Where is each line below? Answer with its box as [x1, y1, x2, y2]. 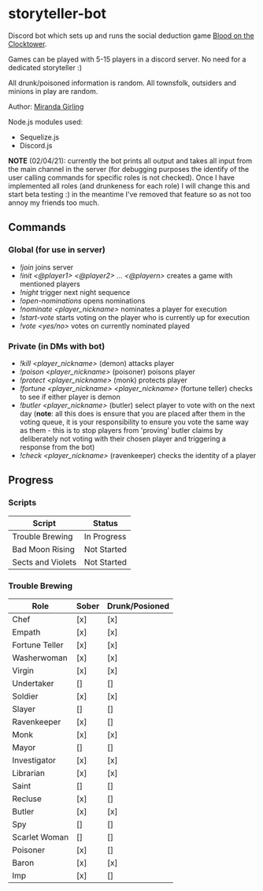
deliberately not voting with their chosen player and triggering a [19, 434, 227, 443]
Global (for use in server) [8, 244, 106, 255]
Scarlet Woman [12, 831, 69, 842]
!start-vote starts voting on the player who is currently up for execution [19, 312, 250, 322]
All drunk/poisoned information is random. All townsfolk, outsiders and [8, 78, 237, 88]
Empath [12, 626, 41, 637]
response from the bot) [19, 442, 95, 452]
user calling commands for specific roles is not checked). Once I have [8, 173, 235, 182]
